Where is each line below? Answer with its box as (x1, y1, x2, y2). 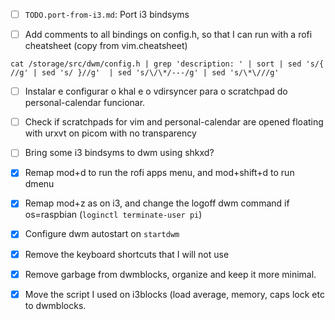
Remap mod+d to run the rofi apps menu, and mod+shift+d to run (24, 167, 295, 179)
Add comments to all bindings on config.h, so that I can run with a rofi (24, 29, 313, 41)
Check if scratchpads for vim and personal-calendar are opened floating (24, 116, 324, 128)
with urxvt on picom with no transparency (24, 127, 197, 139)
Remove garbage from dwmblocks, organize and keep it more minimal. (24, 268, 317, 280)
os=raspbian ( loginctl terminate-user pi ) (24, 209, 203, 221)
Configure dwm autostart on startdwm (24, 228, 180, 240)
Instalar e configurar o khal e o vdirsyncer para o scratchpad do (24, 85, 288, 98)
